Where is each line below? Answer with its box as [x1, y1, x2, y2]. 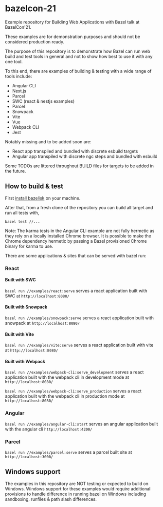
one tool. [5, 58, 23, 64]
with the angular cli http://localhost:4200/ [5, 426, 92, 432]
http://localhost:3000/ [5, 454, 54, 460]
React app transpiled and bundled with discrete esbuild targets [12, 148, 138, 154]
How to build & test [5, 182, 63, 191]
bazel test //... [5, 219, 40, 224]
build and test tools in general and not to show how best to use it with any [5, 53, 153, 59]
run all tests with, [5, 210, 39, 215]
